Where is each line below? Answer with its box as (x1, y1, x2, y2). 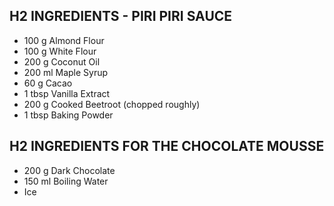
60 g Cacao (23, 77, 73, 89)
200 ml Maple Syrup (23, 66, 109, 78)
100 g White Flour (23, 45, 97, 57)
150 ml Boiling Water (23, 175, 109, 187)
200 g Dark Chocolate (23, 164, 116, 176)
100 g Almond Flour (23, 34, 105, 46)
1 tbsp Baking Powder (23, 109, 114, 121)
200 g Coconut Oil (23, 55, 101, 68)
